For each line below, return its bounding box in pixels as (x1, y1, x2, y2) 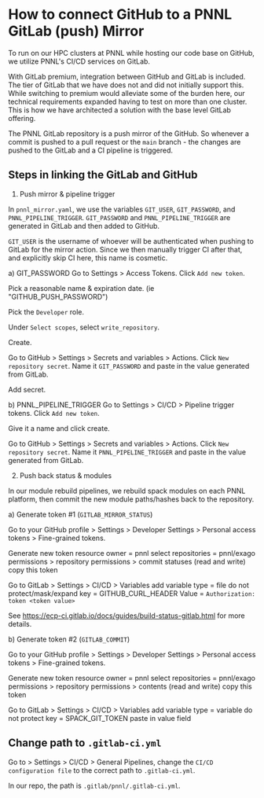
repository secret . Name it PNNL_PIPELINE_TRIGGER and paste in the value (8, 447, 246, 457)
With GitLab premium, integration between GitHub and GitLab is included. (8, 72, 246, 81)
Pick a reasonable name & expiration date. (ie (8, 283, 155, 292)
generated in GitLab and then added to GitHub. (8, 221, 159, 230)
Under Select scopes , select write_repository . (8, 322, 159, 332)
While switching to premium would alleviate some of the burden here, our (8, 88, 245, 97)
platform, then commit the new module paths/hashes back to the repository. (8, 494, 255, 504)
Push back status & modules (19, 470, 112, 480)
